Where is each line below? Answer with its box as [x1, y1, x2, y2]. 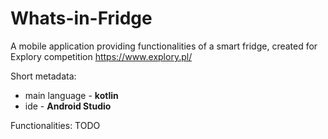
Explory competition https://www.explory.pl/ [10, 50, 193, 62]
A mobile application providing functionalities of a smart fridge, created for [10, 40, 318, 52]
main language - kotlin [24, 89, 119, 101]
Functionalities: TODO [10, 119, 101, 131]
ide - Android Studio [24, 100, 112, 112]
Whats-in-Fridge [10, 7, 153, 30]
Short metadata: [10, 70, 77, 82]
